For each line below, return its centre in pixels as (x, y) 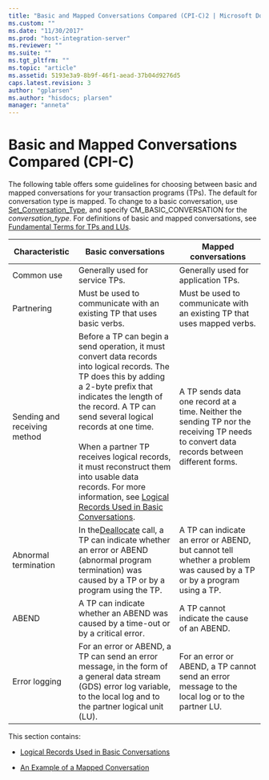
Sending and (36, 416)
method (27, 437)
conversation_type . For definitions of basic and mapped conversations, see (132, 218)
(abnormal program (115, 560)
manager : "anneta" (39, 105)
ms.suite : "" (30, 53)
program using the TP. (120, 591)
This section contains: (45, 737)
